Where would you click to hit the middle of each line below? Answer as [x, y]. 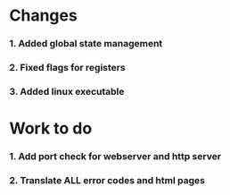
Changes [43, 16]
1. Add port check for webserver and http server [115, 157]
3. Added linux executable [67, 91]
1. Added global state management [86, 44]
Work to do [51, 128]
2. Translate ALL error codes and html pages [107, 180]
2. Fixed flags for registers [68, 68]
